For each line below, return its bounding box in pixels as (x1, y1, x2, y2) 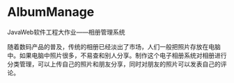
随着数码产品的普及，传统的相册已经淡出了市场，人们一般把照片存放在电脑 (7, 42, 221, 50)
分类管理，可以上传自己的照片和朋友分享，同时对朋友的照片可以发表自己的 (7, 59, 221, 68)
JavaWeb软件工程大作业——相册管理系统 (7, 28, 125, 36)
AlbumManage (7, 4, 95, 20)
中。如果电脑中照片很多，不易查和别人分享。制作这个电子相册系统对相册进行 (7, 51, 227, 59)
